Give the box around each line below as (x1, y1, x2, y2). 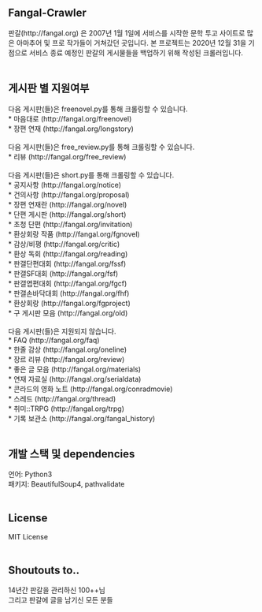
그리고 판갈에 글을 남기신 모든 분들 (8, 595, 113, 605)
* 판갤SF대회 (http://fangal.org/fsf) (8, 268, 119, 278)
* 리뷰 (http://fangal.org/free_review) (8, 151, 127, 161)
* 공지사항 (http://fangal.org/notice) (8, 180, 122, 189)
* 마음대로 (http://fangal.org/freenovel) (8, 114, 132, 123)
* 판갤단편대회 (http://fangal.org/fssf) (8, 259, 127, 268)
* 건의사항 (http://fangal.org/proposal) (8, 189, 130, 200)
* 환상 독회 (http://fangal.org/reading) (8, 248, 128, 259)
